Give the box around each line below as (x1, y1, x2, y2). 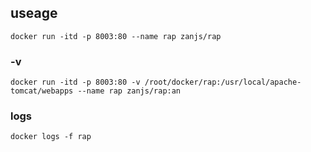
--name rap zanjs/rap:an (77, 86, 182, 96)
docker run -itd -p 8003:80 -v (10, 77, 141, 88)
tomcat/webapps (10, 86, 74, 96)
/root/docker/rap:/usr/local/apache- (144, 77, 302, 88)
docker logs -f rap (10, 132, 92, 142)
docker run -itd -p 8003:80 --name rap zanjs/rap (10, 31, 222, 41)
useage (10, 5, 58, 22)
